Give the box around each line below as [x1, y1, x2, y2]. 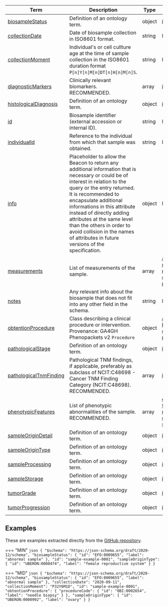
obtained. [69, 145, 91, 152]
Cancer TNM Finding [69, 375, 118, 382]
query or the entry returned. [69, 185, 135, 191]
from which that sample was [69, 139, 136, 146]
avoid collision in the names [69, 228, 134, 235]
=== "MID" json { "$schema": [5, 570, 67, 576]
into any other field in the [69, 301, 128, 307]
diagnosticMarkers [7, 83, 52, 90]
